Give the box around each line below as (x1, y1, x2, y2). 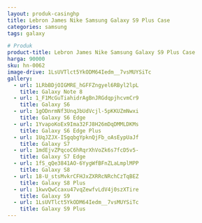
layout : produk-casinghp (7, 10, 80, 18)
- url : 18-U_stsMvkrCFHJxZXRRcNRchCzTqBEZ (13, 173, 139, 180)
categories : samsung (7, 23, 68, 30)
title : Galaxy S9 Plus (20, 205, 86, 212)
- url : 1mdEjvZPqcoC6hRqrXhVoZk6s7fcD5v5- (13, 147, 139, 154)
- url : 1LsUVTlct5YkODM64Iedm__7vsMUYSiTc (13, 199, 139, 206)
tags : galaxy (7, 29, 45, 37)
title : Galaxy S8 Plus (20, 180, 86, 187)
